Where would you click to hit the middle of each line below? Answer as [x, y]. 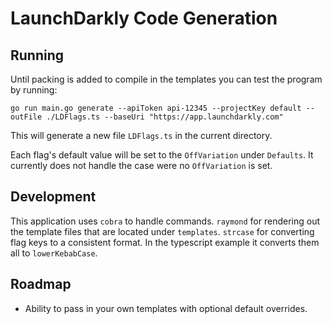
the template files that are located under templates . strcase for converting [162, 231]
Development [53, 197]
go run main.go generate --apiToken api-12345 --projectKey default [156, 108]
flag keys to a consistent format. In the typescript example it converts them [165, 242]
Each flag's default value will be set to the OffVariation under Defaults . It [162, 155]
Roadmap [41, 284]
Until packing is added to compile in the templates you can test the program [166, 79]
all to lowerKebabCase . [54, 253]
